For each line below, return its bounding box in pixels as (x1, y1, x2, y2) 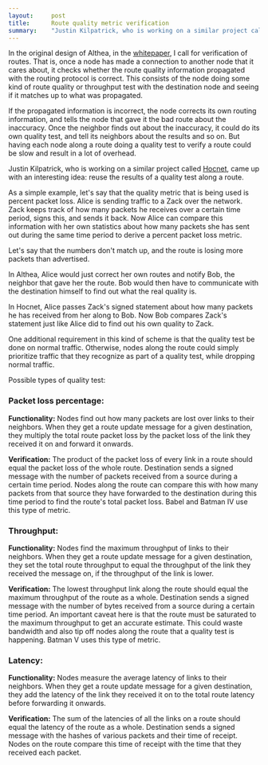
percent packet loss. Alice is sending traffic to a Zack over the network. (8, 196, 243, 206)
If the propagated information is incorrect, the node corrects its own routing (8, 106, 257, 116)
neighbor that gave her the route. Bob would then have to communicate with (8, 278, 259, 288)
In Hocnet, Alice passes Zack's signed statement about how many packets (8, 302, 254, 312)
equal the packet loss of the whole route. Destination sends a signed (8, 463, 234, 472)
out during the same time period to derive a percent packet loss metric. (8, 231, 242, 240)
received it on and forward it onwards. (8, 439, 134, 448)
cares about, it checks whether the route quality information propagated (8, 65, 246, 75)
